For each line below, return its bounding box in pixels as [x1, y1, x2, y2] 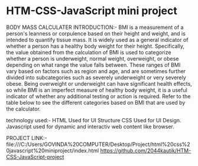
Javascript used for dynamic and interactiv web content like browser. [6, 123, 174, 130]
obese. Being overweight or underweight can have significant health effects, [6, 80, 192, 87]
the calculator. [6, 105, 41, 112]
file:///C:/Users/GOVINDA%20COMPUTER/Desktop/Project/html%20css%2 [6, 141, 190, 148]
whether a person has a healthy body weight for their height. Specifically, [6, 43, 185, 50]
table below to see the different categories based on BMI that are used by [6, 99, 186, 106]
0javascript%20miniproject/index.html [6, 147, 99, 154]
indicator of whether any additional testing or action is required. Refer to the [6, 93, 191, 100]
